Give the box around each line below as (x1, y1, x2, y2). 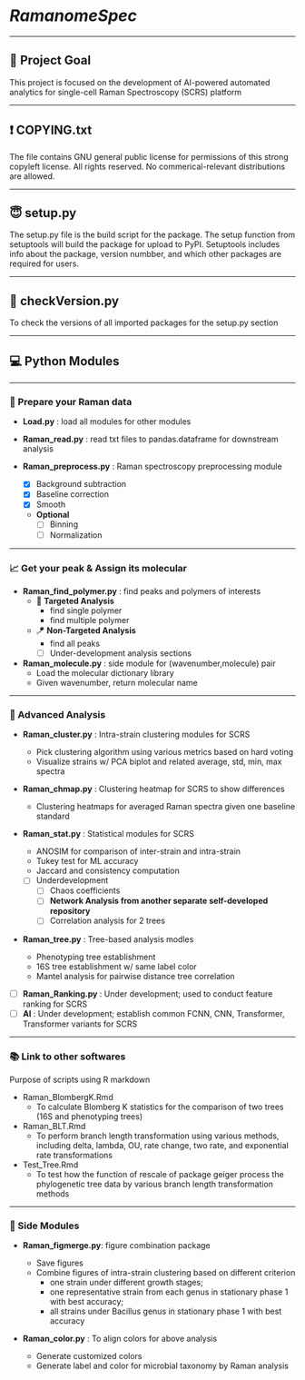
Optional (35, 510, 70, 521)
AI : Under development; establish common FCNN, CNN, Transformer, (22, 1008, 285, 1018)
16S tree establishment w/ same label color (35, 960, 197, 972)
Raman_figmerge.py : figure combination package (22, 1240, 211, 1251)
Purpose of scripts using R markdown (9, 1074, 151, 1085)
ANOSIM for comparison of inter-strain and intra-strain (35, 846, 241, 857)
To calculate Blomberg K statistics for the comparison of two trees (35, 1101, 284, 1112)
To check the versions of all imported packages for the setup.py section (9, 317, 279, 328)
